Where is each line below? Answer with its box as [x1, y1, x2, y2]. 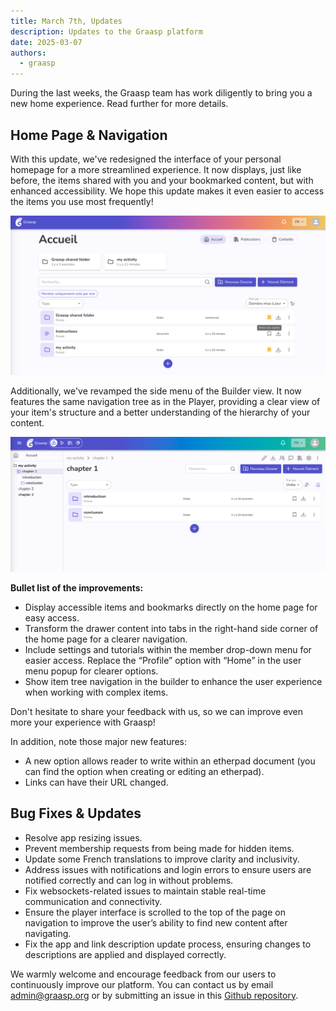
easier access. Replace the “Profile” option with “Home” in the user [24, 654, 302, 666]
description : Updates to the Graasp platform [10, 26, 203, 37]
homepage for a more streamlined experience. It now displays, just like [10, 163, 302, 175]
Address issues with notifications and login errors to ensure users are [24, 863, 312, 875]
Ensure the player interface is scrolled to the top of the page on [24, 906, 286, 918]
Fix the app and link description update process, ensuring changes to [24, 938, 312, 950]
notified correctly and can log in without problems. [24, 874, 234, 886]
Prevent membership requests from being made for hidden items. [24, 842, 295, 854]
